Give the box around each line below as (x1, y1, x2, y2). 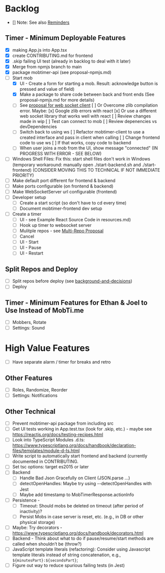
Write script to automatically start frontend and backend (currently (12, 453, 148, 459)
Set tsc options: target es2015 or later (12, 464, 89, 470)
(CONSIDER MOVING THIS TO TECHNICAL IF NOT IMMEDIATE (33, 167, 161, 173)
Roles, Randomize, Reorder (12, 387, 68, 393)
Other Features (5, 374, 53, 382)
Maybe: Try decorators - (12, 524, 63, 530)
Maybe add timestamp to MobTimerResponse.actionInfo (19, 492, 134, 498)
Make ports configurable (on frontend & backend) (12, 183, 114, 189)
